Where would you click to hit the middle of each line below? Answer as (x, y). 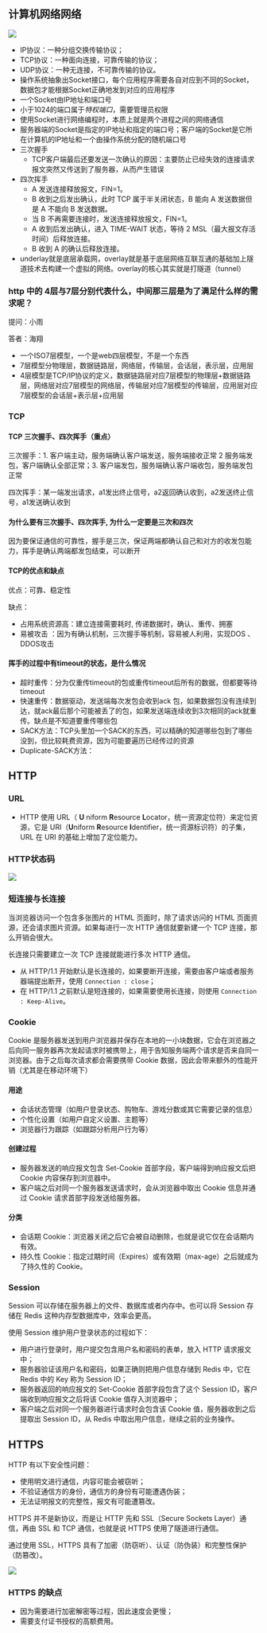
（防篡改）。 (27, 1555)
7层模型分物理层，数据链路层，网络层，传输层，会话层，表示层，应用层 (137, 366)
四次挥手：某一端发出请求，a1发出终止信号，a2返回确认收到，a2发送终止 (128, 492)
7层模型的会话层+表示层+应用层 (72, 395)
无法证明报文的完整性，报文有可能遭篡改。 (89, 1502)
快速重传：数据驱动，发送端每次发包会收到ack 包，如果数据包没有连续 (135, 700)
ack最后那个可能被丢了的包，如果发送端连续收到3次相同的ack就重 (149, 711)
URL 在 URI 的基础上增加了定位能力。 (81, 836)
